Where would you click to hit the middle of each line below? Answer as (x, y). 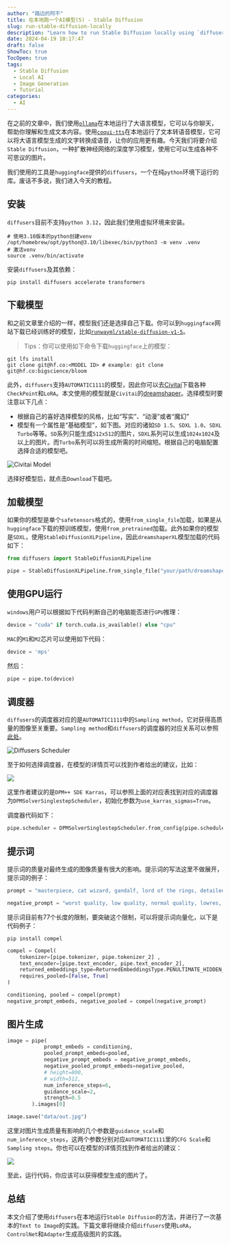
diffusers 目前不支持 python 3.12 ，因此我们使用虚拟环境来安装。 (98, 222)
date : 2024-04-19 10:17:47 (46, 39)
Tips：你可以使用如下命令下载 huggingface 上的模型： (98, 346)
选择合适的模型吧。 (44, 451)
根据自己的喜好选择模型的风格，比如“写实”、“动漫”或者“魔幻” (103, 416)
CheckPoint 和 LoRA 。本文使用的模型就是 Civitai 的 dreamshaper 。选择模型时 (112, 393)
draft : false (26, 45)
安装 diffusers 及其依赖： (42, 269)
